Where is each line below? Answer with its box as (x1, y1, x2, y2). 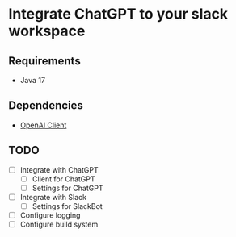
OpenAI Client (19, 120, 67, 130)
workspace (8, 22, 86, 40)
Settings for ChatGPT (32, 183, 103, 193)
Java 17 (19, 76, 46, 85)
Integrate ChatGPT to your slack (8, 5, 229, 23)
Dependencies (8, 98, 83, 113)
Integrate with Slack (19, 192, 87, 202)
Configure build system (19, 219, 99, 229)
